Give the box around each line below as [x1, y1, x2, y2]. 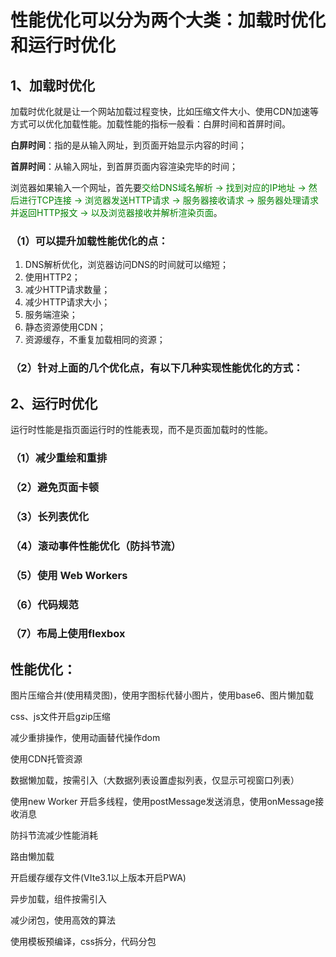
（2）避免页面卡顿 [10, 480, 100, 494]
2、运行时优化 [10, 395, 98, 412]
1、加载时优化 [10, 77, 96, 94]
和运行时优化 [10, 34, 117, 57]
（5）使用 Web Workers [10, 568, 128, 582]
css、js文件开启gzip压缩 [10, 711, 111, 723]
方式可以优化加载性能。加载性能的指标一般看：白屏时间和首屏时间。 [10, 118, 291, 130]
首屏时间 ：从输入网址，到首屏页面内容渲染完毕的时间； [10, 161, 238, 172]
